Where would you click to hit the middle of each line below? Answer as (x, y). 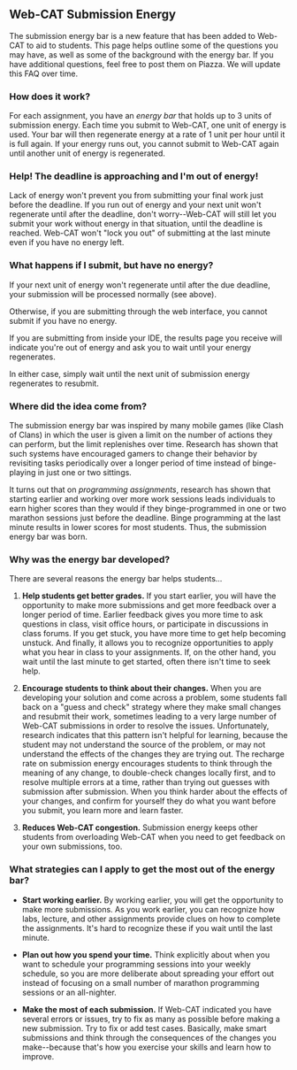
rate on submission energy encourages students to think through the (147, 764)
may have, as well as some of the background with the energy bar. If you (141, 54)
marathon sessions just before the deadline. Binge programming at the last (145, 518)
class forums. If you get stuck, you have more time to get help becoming (154, 634)
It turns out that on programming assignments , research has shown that (140, 489)
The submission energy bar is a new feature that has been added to (133, 35)
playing (23, 472)
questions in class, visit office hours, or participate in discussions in (145, 624)
